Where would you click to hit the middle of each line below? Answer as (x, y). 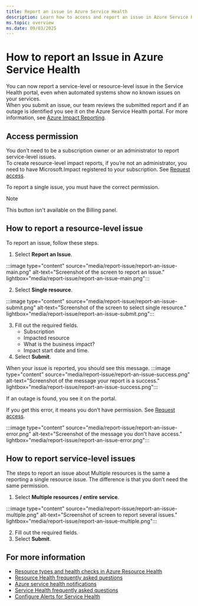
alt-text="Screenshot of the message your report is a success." (83, 380)
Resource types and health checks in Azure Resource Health (88, 572)
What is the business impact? (59, 344)
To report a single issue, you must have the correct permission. (83, 187)
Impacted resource (46, 338)
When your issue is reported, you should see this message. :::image (88, 368)
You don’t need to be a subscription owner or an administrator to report (93, 150)
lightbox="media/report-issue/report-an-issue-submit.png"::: (80, 313)
